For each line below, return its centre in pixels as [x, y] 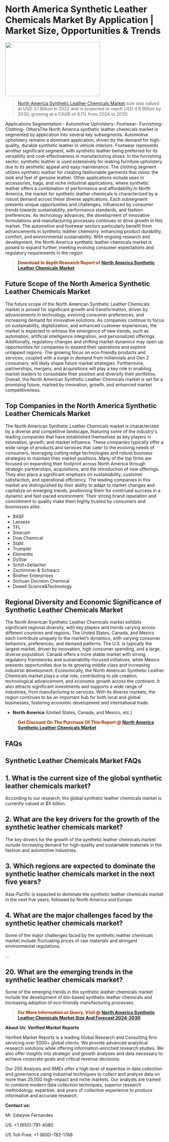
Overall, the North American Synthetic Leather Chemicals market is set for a [84, 379]
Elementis [23, 554]
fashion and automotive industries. [41, 850]
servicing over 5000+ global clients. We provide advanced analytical [76, 1043]
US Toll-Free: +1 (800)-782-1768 [39, 1135]
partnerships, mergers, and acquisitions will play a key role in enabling [78, 368]
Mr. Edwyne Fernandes [29, 1115]
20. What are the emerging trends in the [69, 972]
